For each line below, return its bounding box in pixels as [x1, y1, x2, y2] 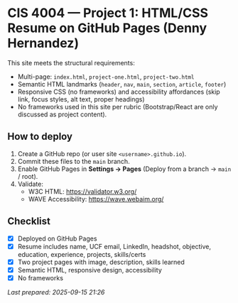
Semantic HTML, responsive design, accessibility [17, 265, 162, 274]
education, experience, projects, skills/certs [17, 250, 146, 258]
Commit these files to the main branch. [17, 157, 130, 165]
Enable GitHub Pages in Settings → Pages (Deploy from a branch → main [17, 165, 232, 173]
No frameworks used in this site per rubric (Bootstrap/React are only [17, 102, 218, 111]
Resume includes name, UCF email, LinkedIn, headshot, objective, [17, 242, 212, 250]
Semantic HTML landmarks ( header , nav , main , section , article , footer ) [17, 79, 227, 88]
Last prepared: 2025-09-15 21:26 [7, 287, 105, 296]
